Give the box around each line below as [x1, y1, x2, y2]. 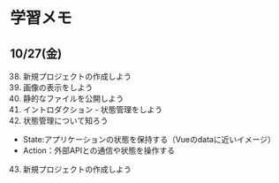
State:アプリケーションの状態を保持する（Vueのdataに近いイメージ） [22, 134, 276, 144]
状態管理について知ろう [22, 116, 109, 126]
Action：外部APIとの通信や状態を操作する [22, 145, 176, 156]
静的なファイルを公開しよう [22, 94, 124, 103]
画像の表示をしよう [22, 82, 94, 93]
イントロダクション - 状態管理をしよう [22, 104, 163, 115]
